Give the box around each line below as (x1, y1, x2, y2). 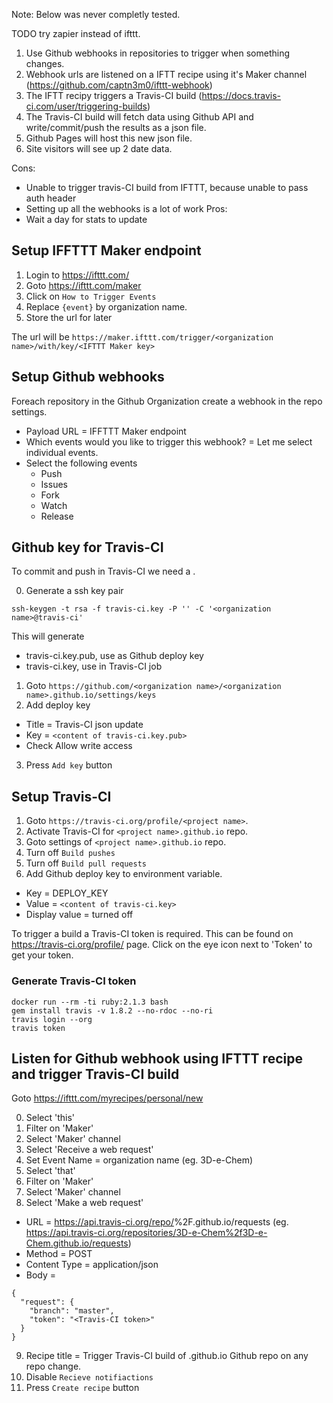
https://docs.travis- (201, 90, 281, 101)
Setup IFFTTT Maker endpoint (11, 242, 202, 259)
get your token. (11, 949, 74, 961)
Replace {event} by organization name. (25, 300, 188, 313)
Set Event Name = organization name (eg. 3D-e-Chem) (25, 1154, 254, 1166)
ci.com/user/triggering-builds (25, 100, 148, 112)
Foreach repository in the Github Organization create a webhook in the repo (11, 395, 323, 407)
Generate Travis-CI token (11, 974, 137, 988)
